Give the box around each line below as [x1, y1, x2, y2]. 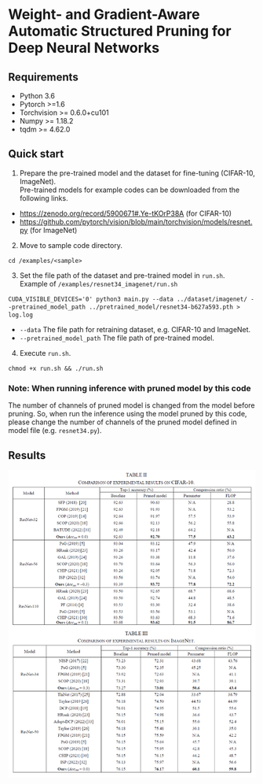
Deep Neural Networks [8, 39, 159, 57]
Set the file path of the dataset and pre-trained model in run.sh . [19, 270, 225, 280]
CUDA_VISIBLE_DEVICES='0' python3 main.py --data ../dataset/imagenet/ [8, 295, 247, 303]
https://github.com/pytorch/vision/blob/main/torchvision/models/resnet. [19, 216, 253, 226]
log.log [8, 311, 34, 319]
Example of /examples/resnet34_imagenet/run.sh [19, 279, 178, 288]
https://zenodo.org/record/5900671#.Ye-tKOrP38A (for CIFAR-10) [19, 209, 232, 218]
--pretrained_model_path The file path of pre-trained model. [19, 333, 214, 342]
